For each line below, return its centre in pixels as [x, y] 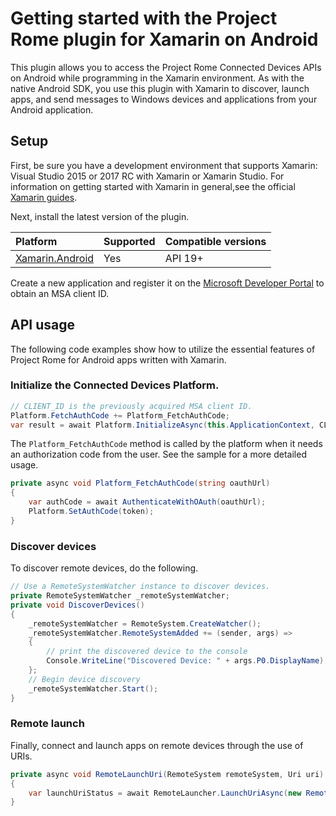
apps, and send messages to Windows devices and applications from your [164, 99]
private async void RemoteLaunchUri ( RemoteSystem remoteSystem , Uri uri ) [167, 774]
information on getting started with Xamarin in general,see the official [153, 186]
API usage [42, 325]
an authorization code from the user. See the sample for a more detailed [158, 454]
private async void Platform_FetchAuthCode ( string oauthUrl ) [140, 483]
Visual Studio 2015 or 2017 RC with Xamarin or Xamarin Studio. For [147, 176]
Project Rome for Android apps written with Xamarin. [118, 359]
